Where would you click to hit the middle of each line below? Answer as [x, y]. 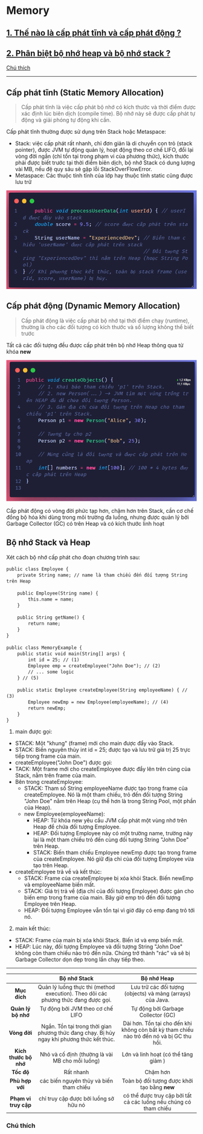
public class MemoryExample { [44, 648]
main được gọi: [34, 731]
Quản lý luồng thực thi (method [76, 987]
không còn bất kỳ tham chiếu [157, 1029]
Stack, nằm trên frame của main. [56, 775]
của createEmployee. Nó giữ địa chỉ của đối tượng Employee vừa [114, 859]
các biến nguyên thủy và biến [76, 1081]
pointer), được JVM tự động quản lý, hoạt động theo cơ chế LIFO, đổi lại [104, 150]
